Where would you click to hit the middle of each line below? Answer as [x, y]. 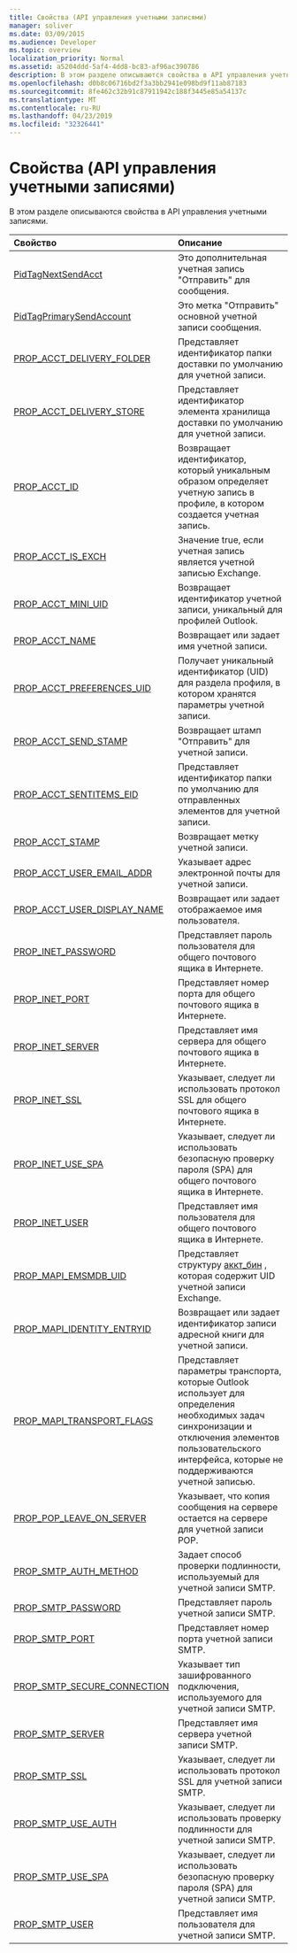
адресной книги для [221, 1334]
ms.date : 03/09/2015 [47, 34]
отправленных [209, 799]
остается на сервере [223, 1517]
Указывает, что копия [224, 1495]
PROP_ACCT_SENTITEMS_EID [76, 794]
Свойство [35, 243]
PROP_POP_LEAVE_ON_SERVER [80, 1517]
